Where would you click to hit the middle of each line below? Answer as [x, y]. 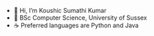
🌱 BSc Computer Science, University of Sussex [80, 18]
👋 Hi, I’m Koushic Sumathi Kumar [60, 11]
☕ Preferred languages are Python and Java [76, 25]
